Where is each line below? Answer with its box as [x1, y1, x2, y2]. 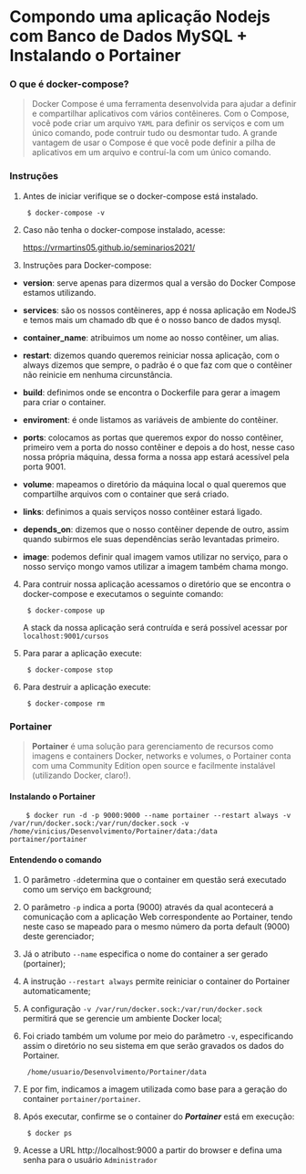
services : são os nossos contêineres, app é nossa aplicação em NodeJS [22, 304, 297, 316]
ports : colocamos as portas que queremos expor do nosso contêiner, [22, 432, 284, 443]
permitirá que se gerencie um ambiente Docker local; [22, 1013, 223, 1024]
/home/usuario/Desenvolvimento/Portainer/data [26, 1068, 207, 1077]
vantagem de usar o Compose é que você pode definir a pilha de [31, 137, 276, 148]
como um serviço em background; [22, 884, 152, 896]
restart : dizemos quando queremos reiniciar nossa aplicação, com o [22, 350, 280, 361]
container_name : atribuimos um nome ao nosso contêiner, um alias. [22, 331, 280, 343]
